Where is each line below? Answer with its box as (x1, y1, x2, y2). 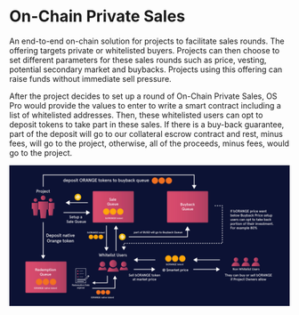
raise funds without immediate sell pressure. (9, 73, 172, 84)
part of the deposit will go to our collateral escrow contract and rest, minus (9, 128, 283, 139)
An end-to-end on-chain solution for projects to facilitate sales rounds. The (9, 36, 285, 46)
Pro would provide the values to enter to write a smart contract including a (9, 100, 282, 110)
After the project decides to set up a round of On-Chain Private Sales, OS (9, 91, 278, 101)
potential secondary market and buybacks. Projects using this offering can (9, 64, 283, 75)
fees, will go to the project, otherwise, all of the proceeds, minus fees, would (9, 138, 290, 149)
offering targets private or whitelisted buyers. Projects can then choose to (9, 44, 280, 55)
